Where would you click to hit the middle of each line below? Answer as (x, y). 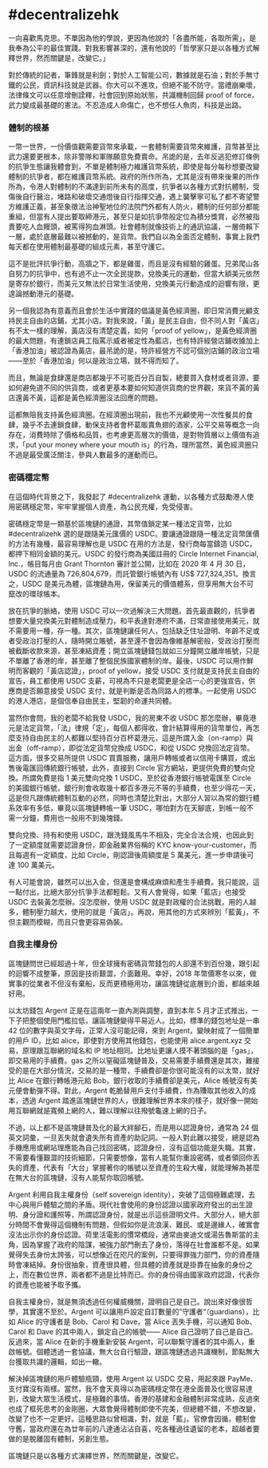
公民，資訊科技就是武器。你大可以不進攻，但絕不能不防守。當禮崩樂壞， (141, 85)
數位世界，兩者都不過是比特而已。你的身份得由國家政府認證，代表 (144, 1274)
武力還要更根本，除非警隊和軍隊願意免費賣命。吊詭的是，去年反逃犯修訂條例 (134, 157)
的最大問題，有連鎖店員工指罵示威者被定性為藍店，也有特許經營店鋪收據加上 (134, 341)
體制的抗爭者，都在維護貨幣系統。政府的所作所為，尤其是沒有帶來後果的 (127, 177)
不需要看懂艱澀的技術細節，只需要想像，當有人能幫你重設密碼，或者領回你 (130, 1157)
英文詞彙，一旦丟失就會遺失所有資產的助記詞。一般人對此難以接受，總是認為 (134, 1137)
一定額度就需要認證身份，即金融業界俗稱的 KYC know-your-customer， (132, 844)
